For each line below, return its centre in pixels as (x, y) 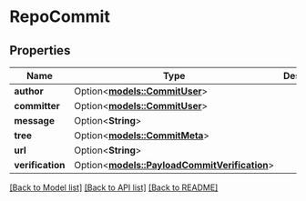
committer (37, 106)
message (34, 121)
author (29, 91)
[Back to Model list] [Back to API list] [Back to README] (114, 187)
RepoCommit (60, 17)
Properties (40, 50)
